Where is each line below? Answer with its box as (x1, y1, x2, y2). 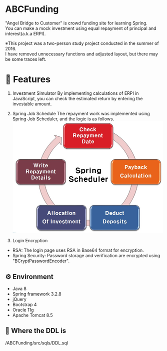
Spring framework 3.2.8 (12, 291, 61, 297)
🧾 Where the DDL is (5, 327, 66, 335)
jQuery (12, 296, 26, 303)
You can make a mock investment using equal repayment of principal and (5, 25, 156, 31)
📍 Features (5, 74, 51, 85)
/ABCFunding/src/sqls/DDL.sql (5, 340, 68, 346)
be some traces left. (5, 56, 46, 62)
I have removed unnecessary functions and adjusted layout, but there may (5, 51, 158, 57)
